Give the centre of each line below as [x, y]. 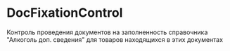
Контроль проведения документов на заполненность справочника [107, 32]
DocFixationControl [65, 13]
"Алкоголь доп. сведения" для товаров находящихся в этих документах [115, 39]
